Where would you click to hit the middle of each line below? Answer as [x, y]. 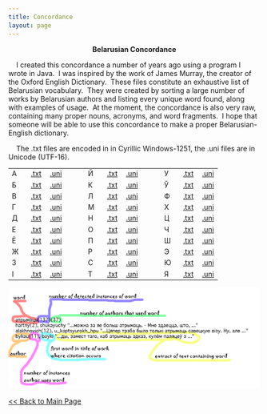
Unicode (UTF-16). [39, 157]
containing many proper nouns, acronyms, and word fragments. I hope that [133, 115]
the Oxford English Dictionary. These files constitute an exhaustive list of [129, 82]
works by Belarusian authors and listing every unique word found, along [127, 98]
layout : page [30, 25]
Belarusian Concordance [134, 49]
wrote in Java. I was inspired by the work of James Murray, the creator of [130, 73]
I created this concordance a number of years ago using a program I [128, 65]
